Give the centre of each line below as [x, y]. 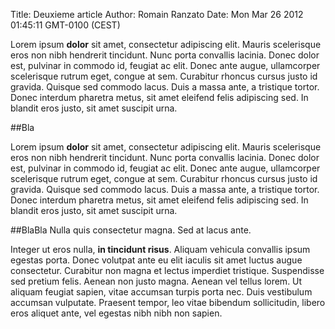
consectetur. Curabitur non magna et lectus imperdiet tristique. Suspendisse [167, 270]
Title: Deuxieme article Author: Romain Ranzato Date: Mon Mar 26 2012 [157, 14]
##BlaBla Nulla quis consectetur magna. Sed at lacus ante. [131, 230]
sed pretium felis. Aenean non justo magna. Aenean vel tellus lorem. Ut [156, 281]
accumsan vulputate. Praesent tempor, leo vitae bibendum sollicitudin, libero [168, 302]
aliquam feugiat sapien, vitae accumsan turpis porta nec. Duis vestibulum [161, 292]
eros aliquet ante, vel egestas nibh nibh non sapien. [116, 313]
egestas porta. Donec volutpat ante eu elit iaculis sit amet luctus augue [156, 260]
